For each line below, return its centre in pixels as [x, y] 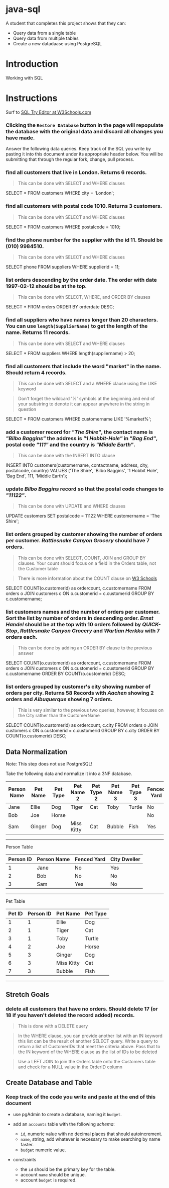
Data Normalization [37, 752]
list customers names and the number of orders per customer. [83, 612]
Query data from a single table [44, 33]
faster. [27, 1144]
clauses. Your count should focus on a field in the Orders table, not [87, 563]
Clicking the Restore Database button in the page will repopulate [84, 125]
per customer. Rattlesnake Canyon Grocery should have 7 [78, 541]
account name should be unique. [53, 1174]
